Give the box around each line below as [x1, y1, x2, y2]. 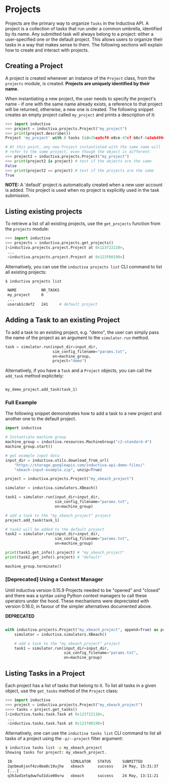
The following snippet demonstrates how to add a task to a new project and [5, 410, 162, 417]
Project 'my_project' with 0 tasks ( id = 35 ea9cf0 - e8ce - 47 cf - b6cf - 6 [5, 135, 147, 141]
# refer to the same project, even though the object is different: [5, 149, 152, 154]
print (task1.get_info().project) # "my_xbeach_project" [5, 550, 125, 555]
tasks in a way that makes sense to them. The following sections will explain [5, 41, 162, 47]
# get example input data [5, 453, 59, 458]
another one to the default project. [5, 416, 76, 422]
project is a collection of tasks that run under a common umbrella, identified [5, 25, 162, 31]
